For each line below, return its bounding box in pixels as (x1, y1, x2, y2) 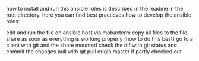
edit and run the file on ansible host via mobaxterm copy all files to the (6, 29, 179, 36)
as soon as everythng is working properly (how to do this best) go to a (21, 36, 193, 42)
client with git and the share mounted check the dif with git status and (6, 41, 177, 49)
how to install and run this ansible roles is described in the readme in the (6, 5, 184, 12)
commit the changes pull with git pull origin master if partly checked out (6, 48, 182, 55)
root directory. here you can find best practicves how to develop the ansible (6, 11, 192, 18)
